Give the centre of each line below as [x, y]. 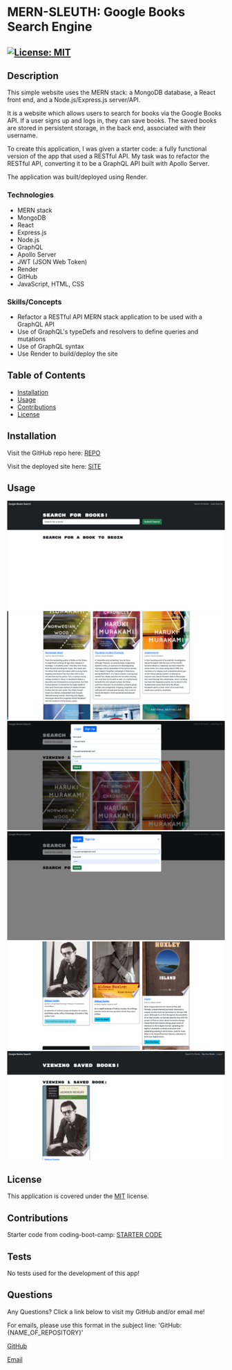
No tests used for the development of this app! [74, 1273]
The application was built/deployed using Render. [78, 177]
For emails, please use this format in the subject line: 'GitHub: [94, 1325]
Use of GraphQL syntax [50, 346]
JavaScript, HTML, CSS [51, 284]
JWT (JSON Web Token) [52, 261]
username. [22, 135]
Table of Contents [47, 375]
